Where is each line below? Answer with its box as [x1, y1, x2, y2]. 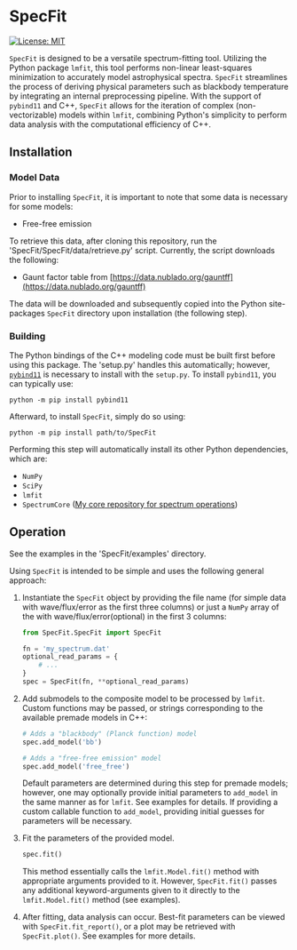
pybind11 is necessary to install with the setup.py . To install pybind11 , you [9, 369, 277, 379]
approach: [9, 575, 47, 586]
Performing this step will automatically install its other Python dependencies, [9, 443, 289, 454]
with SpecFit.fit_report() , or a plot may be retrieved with [21, 922, 236, 932]
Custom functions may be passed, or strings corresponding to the [21, 702, 263, 713]
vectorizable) [9, 109, 58, 120]
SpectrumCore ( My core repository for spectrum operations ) [21, 499, 238, 509]
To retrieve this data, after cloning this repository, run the [9, 236, 217, 246]
